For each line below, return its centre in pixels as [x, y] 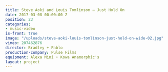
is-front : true [22, 33]
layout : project [23, 62]
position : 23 [19, 19]
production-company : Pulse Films [41, 52]
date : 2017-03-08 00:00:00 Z [36, 15]
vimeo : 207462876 [24, 43]
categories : [18, 24]
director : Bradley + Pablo [34, 48]
